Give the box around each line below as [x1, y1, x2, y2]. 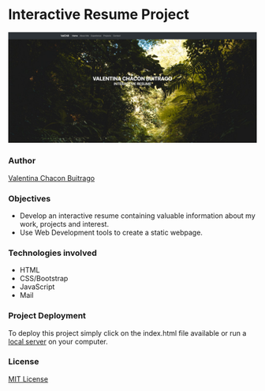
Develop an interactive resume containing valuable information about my [19, 211, 256, 220]
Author [8, 156, 36, 167]
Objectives [8, 193, 51, 204]
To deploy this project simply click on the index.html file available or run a [8, 328, 247, 337]
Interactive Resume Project [8, 6, 189, 24]
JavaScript [19, 282, 55, 291]
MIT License [8, 374, 49, 384]
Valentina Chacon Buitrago [8, 173, 95, 182]
